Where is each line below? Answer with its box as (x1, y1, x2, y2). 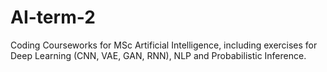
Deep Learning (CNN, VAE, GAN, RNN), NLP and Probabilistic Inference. (10, 49, 307, 61)
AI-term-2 (10, 6, 96, 29)
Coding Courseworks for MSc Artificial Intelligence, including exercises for (10, 39, 318, 51)
